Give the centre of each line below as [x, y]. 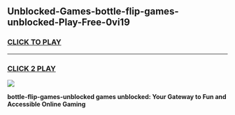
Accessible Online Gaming [47, 104]
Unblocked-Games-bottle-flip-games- [93, 11]
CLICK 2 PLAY [31, 68]
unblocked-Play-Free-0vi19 [69, 23]
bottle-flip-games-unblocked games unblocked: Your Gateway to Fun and [117, 96]
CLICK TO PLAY [34, 43]
